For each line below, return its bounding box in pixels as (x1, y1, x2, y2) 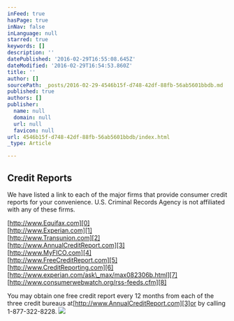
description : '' (7, 50, 54, 57)
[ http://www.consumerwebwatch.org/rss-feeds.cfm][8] (7, 278, 167, 286)
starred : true (7, 36, 49, 43)
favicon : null (13, 127, 54, 134)
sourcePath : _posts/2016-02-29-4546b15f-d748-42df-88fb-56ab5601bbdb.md (7, 82, 224, 89)
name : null (13, 107, 45, 114)
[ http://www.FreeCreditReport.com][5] (7, 255, 118, 264)
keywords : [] (7, 43, 45, 50)
